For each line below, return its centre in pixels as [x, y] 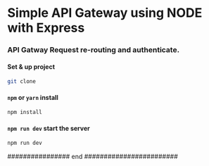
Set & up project [31, 66]
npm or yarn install [33, 97]
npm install [25, 113]
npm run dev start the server [49, 128]
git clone [22, 82]
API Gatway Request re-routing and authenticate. [94, 50]
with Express [46, 28]
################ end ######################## [93, 157]
